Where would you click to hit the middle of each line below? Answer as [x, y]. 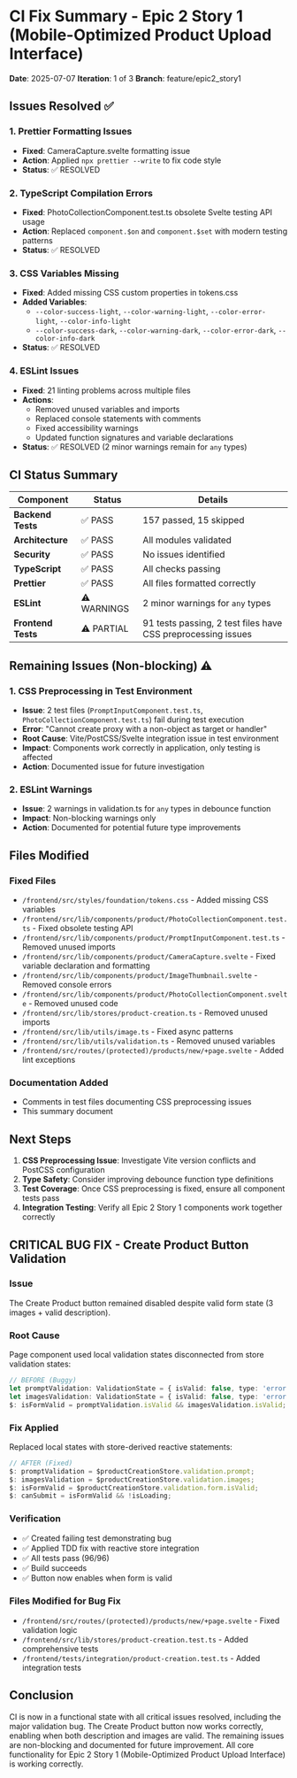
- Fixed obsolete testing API [83, 928]
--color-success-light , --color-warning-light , [122, 312]
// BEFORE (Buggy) [43, 1381]
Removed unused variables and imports [107, 409]
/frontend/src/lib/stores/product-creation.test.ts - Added [135, 1639]
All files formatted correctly [199, 583]
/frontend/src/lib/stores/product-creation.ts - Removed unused [145, 1012]
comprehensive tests [60, 1649]
